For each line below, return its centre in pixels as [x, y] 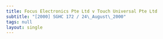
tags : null [19, 22]
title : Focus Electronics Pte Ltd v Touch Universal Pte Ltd [82, 11]
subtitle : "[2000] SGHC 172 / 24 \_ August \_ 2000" [66, 17]
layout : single [24, 27]
